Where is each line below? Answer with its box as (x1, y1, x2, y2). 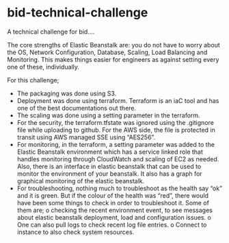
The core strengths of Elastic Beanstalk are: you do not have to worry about (7, 40, 220, 49)
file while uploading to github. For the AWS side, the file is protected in (16, 126, 215, 134)
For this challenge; (7, 76, 59, 84)
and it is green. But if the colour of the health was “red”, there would (16, 191, 208, 200)
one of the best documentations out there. (16, 104, 137, 112)
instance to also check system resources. (16, 228, 135, 236)
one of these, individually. (7, 62, 80, 71)
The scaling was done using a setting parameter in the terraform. (16, 111, 200, 119)
